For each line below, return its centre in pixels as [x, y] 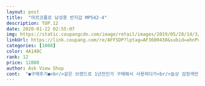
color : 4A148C [24, 51]
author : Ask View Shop [35, 68]
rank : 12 [17, 57]
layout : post [23, 12]
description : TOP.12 [33, 23]
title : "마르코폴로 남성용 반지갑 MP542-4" [57, 18]
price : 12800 [23, 62]
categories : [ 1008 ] [31, 46]
